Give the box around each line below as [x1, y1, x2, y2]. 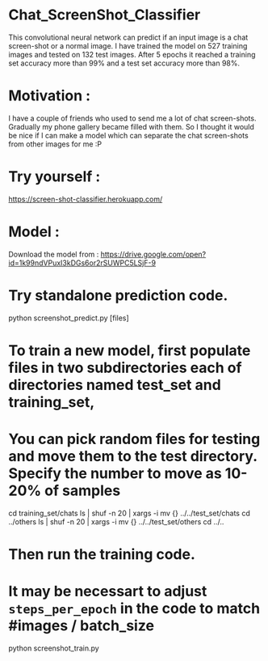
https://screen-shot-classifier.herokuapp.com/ [8, 194, 163, 204]
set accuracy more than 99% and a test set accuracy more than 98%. [8, 58, 241, 68]
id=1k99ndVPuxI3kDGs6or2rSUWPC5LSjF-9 [8, 257, 156, 268]
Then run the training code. [8, 545, 196, 563]
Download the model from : [8, 249, 99, 259]
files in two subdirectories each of [8, 358, 242, 377]
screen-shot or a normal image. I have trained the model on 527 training [8, 40, 248, 50]
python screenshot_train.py [8, 643, 99, 653]
